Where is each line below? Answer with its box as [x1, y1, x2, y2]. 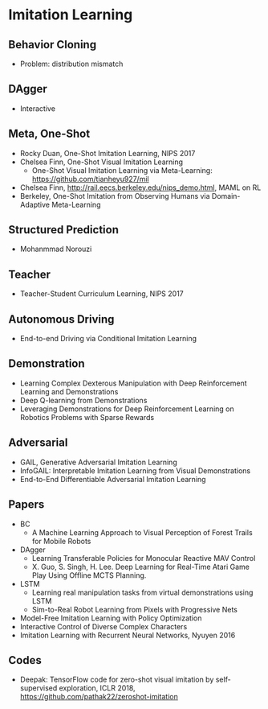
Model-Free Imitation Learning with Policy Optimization [19, 613, 202, 623]
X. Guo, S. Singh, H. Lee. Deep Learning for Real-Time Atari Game [31, 562, 250, 571]
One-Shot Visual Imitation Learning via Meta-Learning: [31, 165, 213, 175]
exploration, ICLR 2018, [59, 683, 136, 693]
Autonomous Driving [8, 312, 115, 326]
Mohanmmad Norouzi [19, 244, 92, 254]
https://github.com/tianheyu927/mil [31, 174, 150, 183]
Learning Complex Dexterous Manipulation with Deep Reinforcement [19, 378, 247, 388]
